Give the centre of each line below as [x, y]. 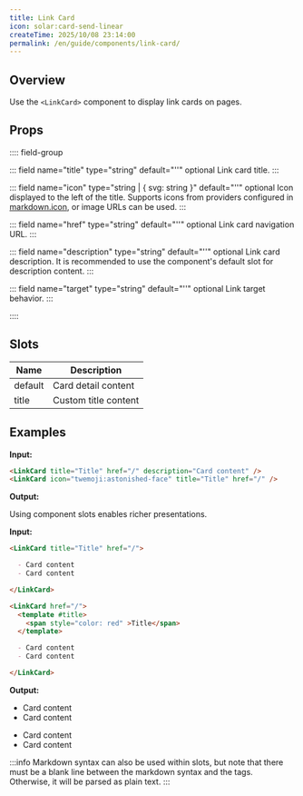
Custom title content [96, 400]
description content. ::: [52, 271]
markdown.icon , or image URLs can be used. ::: [98, 206]
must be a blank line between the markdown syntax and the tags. [132, 771]
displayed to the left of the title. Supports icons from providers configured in [151, 197]
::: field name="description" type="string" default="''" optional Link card [145, 252]
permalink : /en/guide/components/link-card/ [95, 43]
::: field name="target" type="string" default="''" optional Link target [137, 288]
